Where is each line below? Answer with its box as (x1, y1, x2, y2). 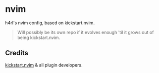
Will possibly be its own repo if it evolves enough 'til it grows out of (17, 29, 154, 35)
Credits (5, 49, 29, 57)
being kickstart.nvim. (17, 35, 60, 40)
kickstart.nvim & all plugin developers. (5, 62, 83, 68)
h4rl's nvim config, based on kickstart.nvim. (5, 20, 95, 26)
